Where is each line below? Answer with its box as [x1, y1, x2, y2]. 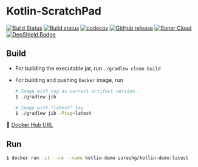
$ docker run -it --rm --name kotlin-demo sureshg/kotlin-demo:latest [6, 155, 189, 162]
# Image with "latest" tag [15, 104, 84, 111]
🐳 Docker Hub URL [6, 121, 53, 129]
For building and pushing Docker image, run [15, 76, 123, 83]
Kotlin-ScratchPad [6, 4, 101, 18]
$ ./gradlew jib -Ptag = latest [15, 111, 92, 117]
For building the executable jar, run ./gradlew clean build [15, 64, 161, 72]
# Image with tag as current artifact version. [15, 88, 138, 94]
